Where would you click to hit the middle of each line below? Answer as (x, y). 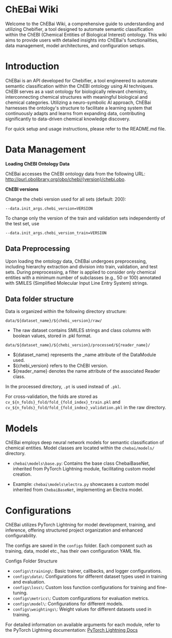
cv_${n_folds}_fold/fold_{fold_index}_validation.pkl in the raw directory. (86, 408)
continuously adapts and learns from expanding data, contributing (75, 113)
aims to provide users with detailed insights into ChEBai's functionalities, (82, 40)
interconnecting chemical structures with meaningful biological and (77, 97)
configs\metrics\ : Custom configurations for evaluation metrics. (81, 598)
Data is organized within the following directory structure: (66, 312)
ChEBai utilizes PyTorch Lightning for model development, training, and (80, 525)
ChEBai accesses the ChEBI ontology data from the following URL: (75, 174)
